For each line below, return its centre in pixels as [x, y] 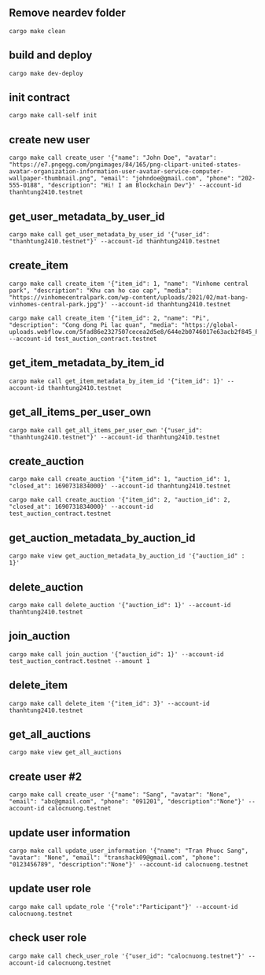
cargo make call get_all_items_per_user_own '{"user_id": [106, 430]
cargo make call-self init [53, 116]
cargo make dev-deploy [46, 73]
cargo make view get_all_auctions [66, 753]
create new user [50, 140]
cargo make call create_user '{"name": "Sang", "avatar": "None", [120, 795]
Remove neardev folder [68, 13]
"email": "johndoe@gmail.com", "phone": [167, 179]
